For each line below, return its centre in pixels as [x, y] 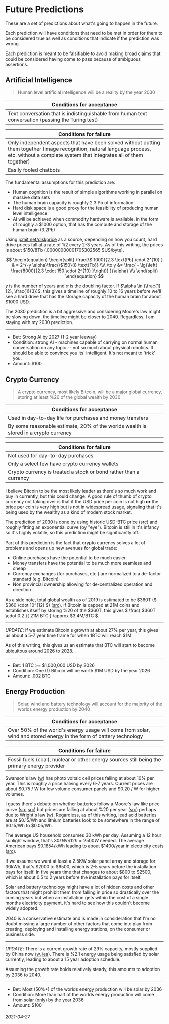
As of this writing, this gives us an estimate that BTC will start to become [80, 645]
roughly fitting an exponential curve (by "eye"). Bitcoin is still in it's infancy [82, 527]
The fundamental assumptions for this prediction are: [60, 182]
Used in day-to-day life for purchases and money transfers [78, 418]
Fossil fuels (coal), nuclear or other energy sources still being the [84, 760]
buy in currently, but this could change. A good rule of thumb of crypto [78, 496]
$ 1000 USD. [18, 302]
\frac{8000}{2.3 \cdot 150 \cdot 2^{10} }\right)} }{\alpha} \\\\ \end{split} [84, 271]
